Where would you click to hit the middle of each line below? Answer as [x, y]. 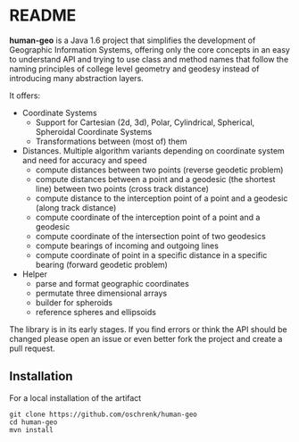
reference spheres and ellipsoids [96, 312]
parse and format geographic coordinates [112, 283]
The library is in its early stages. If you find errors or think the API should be [148, 329]
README [43, 16]
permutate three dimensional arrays [101, 293]
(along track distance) [76, 207]
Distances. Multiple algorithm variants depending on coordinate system [154, 150]
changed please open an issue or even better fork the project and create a [146, 338]
